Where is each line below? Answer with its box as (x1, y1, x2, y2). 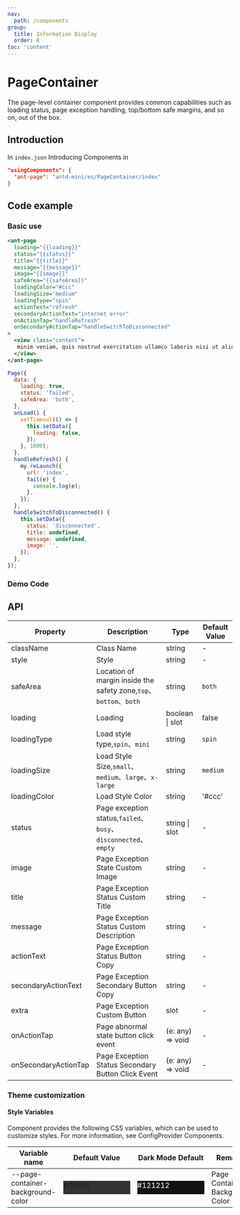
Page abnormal (96, 1022, 148, 1032)
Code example (7, 199, 74, 211)
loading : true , (20, 383, 66, 390)
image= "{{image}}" (14, 271, 69, 278)
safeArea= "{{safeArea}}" (14, 277, 88, 284)
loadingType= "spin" (14, 297, 72, 304)
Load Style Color (96, 791, 152, 801)
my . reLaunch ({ (20, 462, 62, 470)
